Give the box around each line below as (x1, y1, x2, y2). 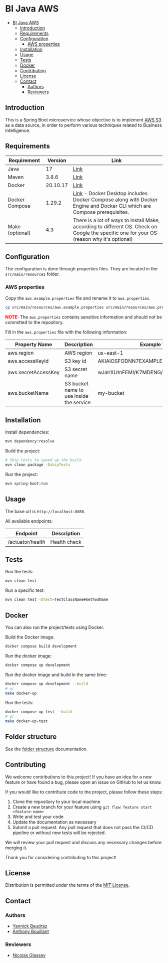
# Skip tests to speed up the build (5, 457, 81, 463)
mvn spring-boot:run (5, 481, 48, 486)
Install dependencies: (5, 429, 49, 435)
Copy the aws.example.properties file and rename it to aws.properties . (5, 295, 151, 301)
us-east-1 (97, 349, 123, 356)
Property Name (14, 341, 52, 348)
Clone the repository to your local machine (12, 798, 100, 805)
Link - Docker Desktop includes (72, 190, 148, 197)
